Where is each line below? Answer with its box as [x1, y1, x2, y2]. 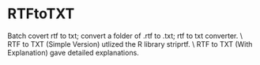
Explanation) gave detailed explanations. [7, 48, 139, 57]
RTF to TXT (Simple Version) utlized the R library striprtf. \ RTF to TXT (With [7, 39, 253, 48]
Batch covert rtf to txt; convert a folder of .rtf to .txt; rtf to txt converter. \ [7, 31, 243, 40]
